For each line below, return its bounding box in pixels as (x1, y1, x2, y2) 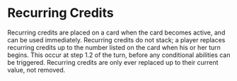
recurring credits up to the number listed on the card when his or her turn (7, 43, 221, 51)
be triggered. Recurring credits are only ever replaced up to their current (7, 58, 219, 66)
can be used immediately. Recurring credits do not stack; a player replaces (7, 35, 226, 44)
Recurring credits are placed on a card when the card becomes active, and (7, 28, 226, 37)
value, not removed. (7, 66, 66, 74)
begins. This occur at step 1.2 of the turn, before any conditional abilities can (7, 51, 231, 59)
